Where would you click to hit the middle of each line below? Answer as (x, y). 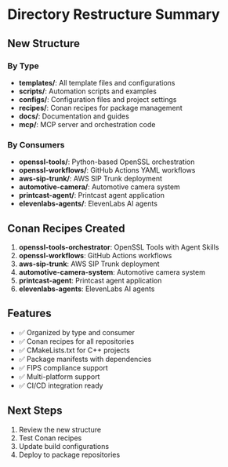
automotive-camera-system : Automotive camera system (112, 272)
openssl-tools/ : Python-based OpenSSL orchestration (107, 162)
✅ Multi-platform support (59, 376)
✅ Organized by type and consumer (76, 332)
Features (29, 314)
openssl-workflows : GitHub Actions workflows (95, 255)
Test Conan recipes (50, 438)
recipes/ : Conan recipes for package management (101, 108)
